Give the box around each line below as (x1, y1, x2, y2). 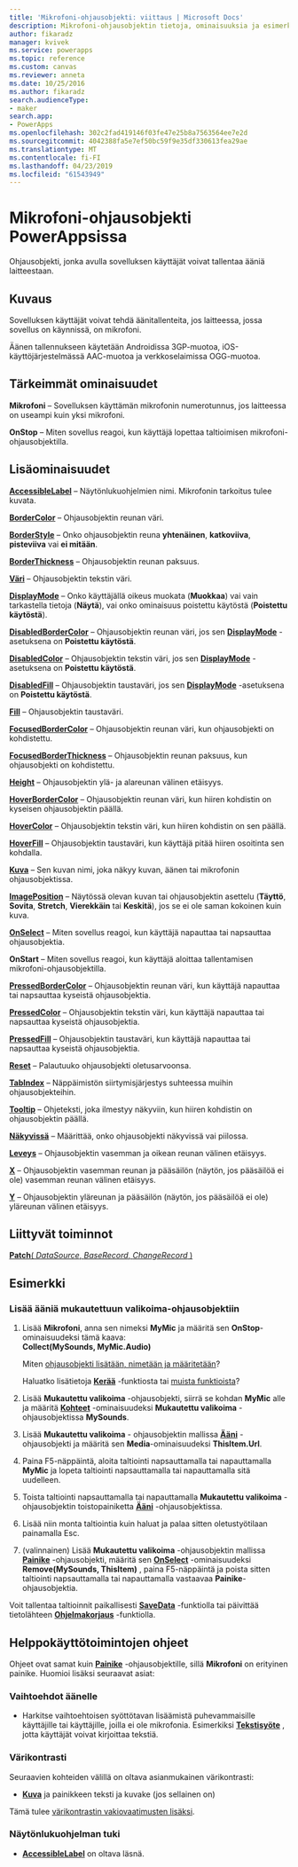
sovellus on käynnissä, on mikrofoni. (9, 325, 142, 335)
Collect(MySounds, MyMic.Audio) (21, 1342, 152, 1352)
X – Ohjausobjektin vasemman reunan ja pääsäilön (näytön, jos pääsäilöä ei (9, 1164, 285, 1176)
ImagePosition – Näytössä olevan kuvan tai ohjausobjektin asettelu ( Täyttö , (9, 891, 286, 902)
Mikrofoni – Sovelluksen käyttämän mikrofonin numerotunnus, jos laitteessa (9, 400, 286, 411)
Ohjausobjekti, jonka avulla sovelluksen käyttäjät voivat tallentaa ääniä (9, 256, 265, 267)
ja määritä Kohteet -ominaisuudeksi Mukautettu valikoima (21, 1403, 238, 1414)
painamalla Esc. (21, 1528, 80, 1539)
